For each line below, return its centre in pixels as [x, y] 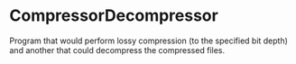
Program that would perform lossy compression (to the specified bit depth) [149, 41]
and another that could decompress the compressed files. [117, 50]
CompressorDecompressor [114, 16]
